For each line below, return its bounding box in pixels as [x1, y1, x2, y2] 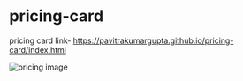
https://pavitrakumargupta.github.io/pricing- [72, 35, 234, 46]
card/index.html [9, 44, 66, 55]
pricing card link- [9, 35, 72, 46]
